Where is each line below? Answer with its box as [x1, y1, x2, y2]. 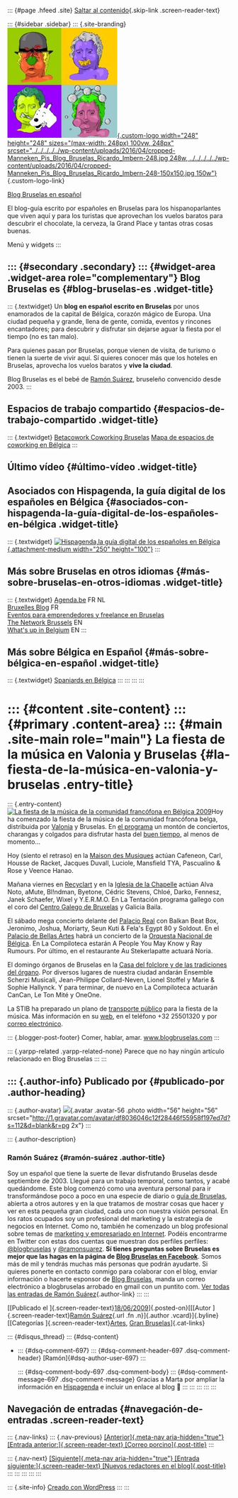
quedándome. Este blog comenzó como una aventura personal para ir [7, 1184, 211, 1193]
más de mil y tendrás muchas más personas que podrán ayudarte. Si [7, 1259, 208, 1268]
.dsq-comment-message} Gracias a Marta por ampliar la [59, 1374, 225, 1384]
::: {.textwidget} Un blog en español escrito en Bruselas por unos [7, 302, 200, 310]
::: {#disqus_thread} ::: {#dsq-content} [7, 1332, 119, 1341]
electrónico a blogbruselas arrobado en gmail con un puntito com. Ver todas [7, 1282, 230, 1291]
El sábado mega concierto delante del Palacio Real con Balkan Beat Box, [7, 916, 219, 926]
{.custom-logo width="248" [117, 131, 198, 139]
